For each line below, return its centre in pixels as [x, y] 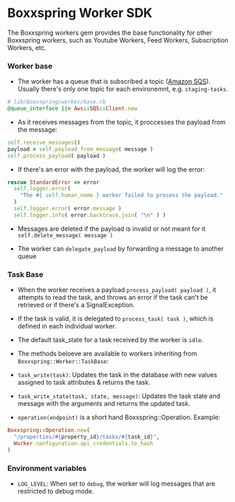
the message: [38, 130]
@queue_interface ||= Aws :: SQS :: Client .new [73, 109]
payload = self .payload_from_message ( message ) [80, 149]
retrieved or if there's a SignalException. [76, 305]
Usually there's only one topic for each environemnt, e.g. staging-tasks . [123, 89]
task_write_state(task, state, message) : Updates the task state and [119, 396]
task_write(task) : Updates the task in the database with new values [117, 375]
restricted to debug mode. [56, 491]
